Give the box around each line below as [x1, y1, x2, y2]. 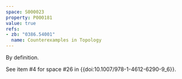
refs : [5, 26, 20, 32]
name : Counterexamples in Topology [11, 37, 102, 43]
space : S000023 [5, 9, 45, 15]
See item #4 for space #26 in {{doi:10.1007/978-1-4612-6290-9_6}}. [5, 66, 177, 73]
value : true [5, 20, 36, 26]
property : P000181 [5, 15, 53, 21]
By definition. [5, 54, 39, 61]
